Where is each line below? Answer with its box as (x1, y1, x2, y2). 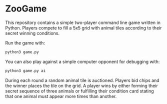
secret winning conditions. (5, 30, 60, 36)
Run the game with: (5, 39, 45, 45)
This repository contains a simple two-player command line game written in (5, 19, 161, 25)
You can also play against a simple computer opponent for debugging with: (5, 58, 160, 64)
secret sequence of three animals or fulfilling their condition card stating (5, 88, 154, 94)
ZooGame (5, 3, 47, 14)
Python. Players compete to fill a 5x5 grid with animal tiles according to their (5, 24, 162, 30)
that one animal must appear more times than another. (5, 93, 117, 99)
